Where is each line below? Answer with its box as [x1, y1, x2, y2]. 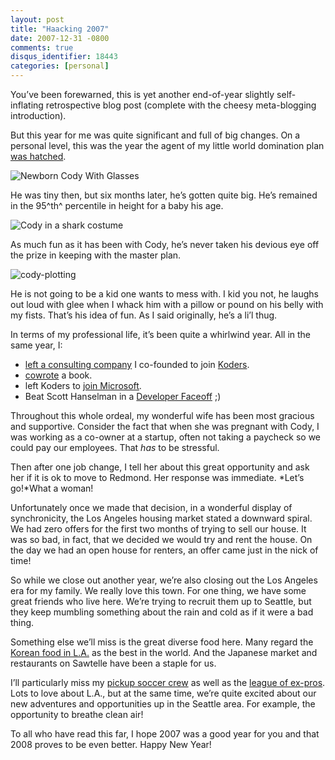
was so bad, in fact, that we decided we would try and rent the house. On [10, 534, 313, 545]
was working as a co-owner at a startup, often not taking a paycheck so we [10, 431, 322, 443]
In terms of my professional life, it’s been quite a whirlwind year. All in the [10, 329, 311, 340]
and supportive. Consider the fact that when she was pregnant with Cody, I [10, 421, 320, 432]
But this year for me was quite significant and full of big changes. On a [10, 129, 301, 141]
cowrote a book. [24, 369, 93, 381]
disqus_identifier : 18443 [10, 52, 118, 62]
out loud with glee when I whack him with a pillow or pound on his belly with [10, 299, 324, 310]
